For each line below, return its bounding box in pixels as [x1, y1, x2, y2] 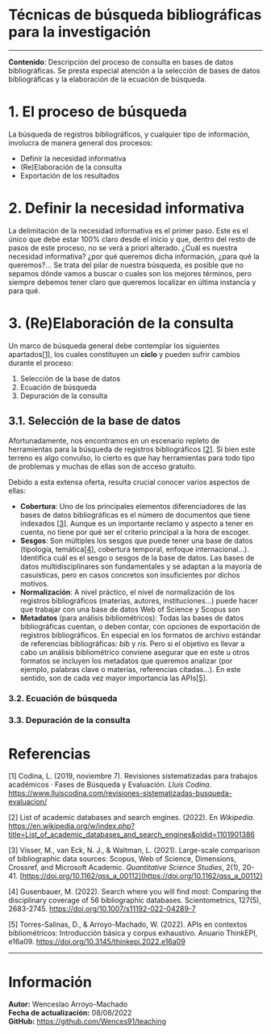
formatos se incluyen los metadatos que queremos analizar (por [19, 656, 233, 666]
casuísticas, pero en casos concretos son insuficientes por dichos [19, 570, 240, 579]
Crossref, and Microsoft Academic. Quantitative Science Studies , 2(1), [8, 863, 241, 872]
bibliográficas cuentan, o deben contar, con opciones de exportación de [19, 621, 261, 631]
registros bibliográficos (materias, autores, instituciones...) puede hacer [19, 595, 258, 605]
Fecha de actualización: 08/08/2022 [8, 1008, 132, 1018]
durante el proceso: [8, 358, 74, 368]
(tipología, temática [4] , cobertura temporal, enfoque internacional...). [19, 544, 250, 554]
